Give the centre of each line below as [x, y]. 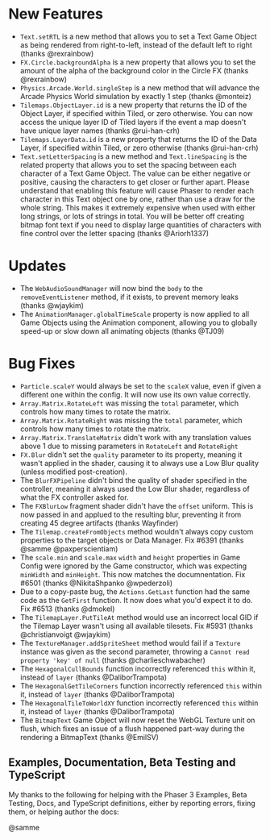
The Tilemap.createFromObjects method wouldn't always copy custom [137, 531]
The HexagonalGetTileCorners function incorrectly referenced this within [141, 685]
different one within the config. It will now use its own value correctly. [135, 394]
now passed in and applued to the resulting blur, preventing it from [131, 514]
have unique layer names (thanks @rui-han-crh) [100, 131]
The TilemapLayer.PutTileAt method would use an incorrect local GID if [139, 617]
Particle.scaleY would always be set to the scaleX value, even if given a [141, 386]
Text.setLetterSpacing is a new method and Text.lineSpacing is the [133, 156]
